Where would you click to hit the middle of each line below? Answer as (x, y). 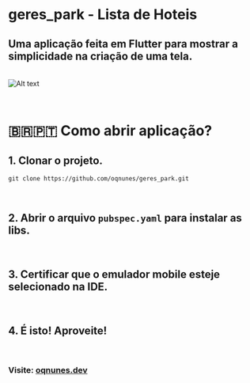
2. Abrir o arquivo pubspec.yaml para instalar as (125, 218)
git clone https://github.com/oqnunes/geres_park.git (99, 179)
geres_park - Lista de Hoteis (103, 15)
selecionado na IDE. (58, 287)
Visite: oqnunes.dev (48, 370)
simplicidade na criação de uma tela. (100, 56)
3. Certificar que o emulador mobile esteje (114, 275)
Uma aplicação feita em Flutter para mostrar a (123, 44)
